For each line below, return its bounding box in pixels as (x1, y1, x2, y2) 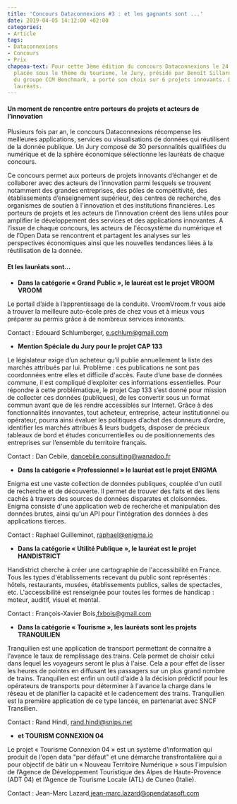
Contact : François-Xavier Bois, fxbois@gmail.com (7, 609, 152, 617)
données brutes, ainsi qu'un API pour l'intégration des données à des (7, 509, 209, 518)
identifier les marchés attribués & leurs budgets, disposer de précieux (7, 423, 210, 432)
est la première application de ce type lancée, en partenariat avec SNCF (7, 697, 217, 705)
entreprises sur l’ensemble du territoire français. (7, 438, 147, 447)
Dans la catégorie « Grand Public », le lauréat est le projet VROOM (17, 278, 215, 287)
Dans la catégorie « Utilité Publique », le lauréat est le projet (17, 544, 197, 552)
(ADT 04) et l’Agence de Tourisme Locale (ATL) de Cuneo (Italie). (7, 775, 196, 784)
